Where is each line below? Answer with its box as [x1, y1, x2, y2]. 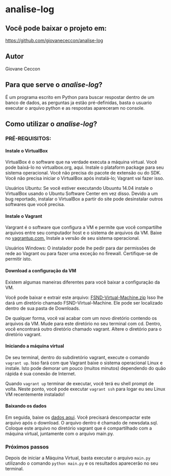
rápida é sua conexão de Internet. [5, 370, 77, 377]
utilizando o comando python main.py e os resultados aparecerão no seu [5, 460, 158, 466]
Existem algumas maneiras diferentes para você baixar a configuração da [5, 279, 160, 285]
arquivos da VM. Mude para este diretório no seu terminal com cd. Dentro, [5, 320, 162, 327]
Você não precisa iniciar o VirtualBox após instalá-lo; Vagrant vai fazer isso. [5, 175, 164, 182]
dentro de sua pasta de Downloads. [5, 305, 80, 311]
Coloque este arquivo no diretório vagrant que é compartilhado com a [5, 425, 152, 431]
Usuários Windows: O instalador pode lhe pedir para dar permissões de [5, 245, 156, 251]
